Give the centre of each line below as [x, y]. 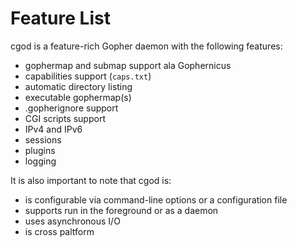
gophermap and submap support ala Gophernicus [128, 65]
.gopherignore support [71, 108]
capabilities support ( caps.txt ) [88, 76]
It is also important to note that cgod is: [91, 180]
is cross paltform [59, 231]
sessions [43, 139]
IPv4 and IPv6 [53, 129]
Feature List [60, 18]
